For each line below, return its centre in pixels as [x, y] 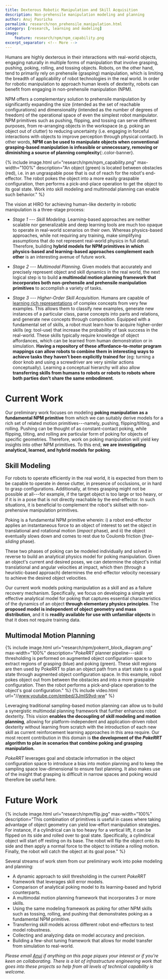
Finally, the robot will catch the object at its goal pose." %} [65, 851]
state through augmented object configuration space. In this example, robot [83, 675]
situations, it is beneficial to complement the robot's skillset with [71, 505]
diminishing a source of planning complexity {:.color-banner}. [70, 152]
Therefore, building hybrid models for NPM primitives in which [78, 246]
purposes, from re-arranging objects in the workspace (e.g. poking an [77, 126]
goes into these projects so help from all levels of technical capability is [79, 966]
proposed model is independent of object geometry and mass [71, 609]
